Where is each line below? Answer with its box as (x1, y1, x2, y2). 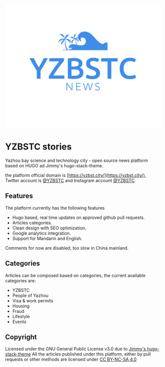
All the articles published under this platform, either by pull (32, 351, 151, 357)
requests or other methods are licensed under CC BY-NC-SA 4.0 (5, 357, 137, 363)
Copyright (5, 333, 37, 341)
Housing (12, 303, 30, 309)
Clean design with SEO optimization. (12, 225, 86, 231)
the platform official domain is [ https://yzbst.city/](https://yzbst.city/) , (5, 172, 147, 179)
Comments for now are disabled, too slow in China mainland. (5, 245, 129, 251)
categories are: (5, 278, 36, 284)
